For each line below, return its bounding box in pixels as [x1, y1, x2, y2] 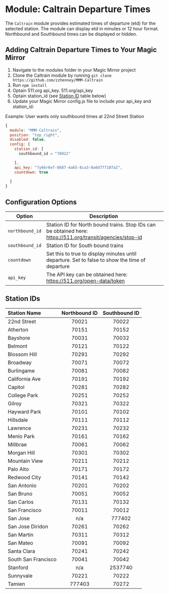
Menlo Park [8, 433, 35, 440]
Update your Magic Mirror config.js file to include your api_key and [12, 98, 151, 104]
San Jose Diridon [8, 523, 49, 530]
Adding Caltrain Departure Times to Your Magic [5, 45, 157, 54]
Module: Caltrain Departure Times [5, 4, 151, 15]
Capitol [8, 384, 25, 391]
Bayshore [8, 334, 30, 341]
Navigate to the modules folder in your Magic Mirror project [12, 67, 136, 73]
